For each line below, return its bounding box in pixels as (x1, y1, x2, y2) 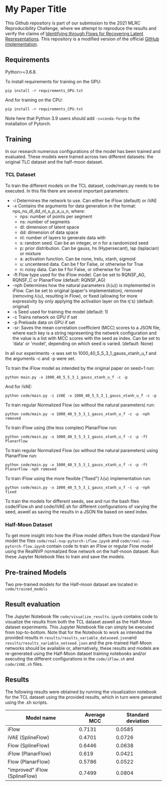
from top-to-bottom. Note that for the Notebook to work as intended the (5, 629, 153, 635)
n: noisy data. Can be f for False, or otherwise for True (19, 266, 131, 272)
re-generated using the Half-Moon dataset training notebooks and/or (5, 650, 147, 656)
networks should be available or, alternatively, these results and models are (5, 645, 160, 651)
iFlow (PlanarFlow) (7, 750, 51, 757)
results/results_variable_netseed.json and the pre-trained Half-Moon (5, 639, 152, 646)
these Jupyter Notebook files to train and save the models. (5, 554, 125, 560)
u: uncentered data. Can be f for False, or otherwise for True (19, 261, 144, 267)
